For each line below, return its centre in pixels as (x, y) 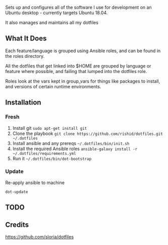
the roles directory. (25, 56)
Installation (23, 103)
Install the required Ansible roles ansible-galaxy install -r (75, 149)
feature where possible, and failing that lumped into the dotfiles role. (76, 71)
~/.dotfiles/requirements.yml (44, 153)
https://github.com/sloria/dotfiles (40, 237)
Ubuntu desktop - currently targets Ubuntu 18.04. (57, 13)
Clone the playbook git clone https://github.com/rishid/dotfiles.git (88, 133)
